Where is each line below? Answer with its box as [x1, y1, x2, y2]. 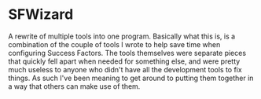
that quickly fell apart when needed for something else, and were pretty [8, 57, 241, 66]
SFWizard [8, 5, 74, 24]
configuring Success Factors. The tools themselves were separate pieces [8, 48, 246, 57]
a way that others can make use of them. [8, 81, 141, 91]
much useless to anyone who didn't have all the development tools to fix [8, 64, 242, 74]
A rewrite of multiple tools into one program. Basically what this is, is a [8, 31, 236, 41]
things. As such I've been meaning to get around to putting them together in [8, 73, 254, 82]
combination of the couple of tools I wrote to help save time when [8, 39, 221, 49]
